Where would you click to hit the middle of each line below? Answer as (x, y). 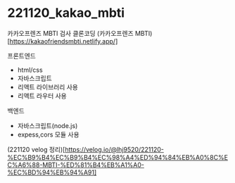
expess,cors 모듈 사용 (48, 134)
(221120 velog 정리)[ (36, 149)
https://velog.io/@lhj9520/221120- (114, 149)
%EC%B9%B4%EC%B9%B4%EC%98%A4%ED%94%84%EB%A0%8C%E (118, 157)
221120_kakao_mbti (66, 13)
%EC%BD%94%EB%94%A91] (52, 172)
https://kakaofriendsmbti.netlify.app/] (64, 41)
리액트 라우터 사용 (42, 96)
